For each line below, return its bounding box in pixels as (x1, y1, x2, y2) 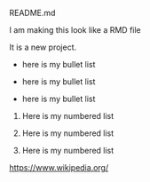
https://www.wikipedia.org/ (9, 162, 109, 172)
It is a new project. (9, 42, 77, 52)
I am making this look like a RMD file (9, 25, 142, 35)
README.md (9, 8, 56, 18)
